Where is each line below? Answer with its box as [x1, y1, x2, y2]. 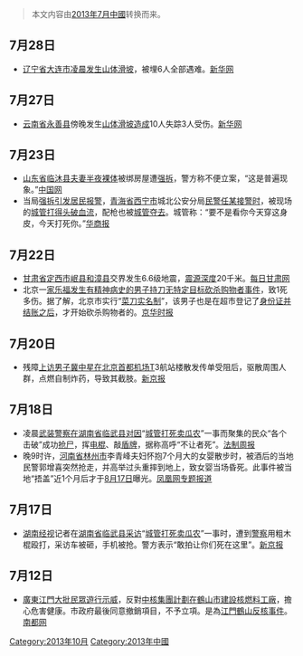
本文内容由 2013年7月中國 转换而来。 [31, 9, 166, 19]
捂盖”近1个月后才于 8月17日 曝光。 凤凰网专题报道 [33, 472, 213, 483]
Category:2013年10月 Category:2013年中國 [9, 635, 170, 646]
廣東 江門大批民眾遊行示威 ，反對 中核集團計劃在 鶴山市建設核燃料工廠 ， [22, 594, 285, 604]
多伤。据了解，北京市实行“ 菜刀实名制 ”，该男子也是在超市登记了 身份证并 [22, 296, 292, 307]
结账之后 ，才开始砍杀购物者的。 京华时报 [22, 307, 174, 318]
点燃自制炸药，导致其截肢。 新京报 [38, 373, 166, 384]
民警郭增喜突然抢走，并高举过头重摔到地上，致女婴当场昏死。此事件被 [22, 461, 285, 472]
